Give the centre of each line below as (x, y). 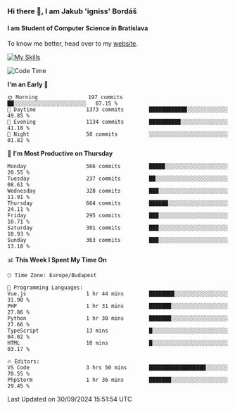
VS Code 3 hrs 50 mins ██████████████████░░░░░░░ (118, 368)
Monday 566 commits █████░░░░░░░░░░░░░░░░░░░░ (118, 167)
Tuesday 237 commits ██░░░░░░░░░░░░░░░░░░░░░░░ (118, 179)
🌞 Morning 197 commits (65, 98)
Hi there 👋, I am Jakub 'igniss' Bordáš (72, 11)
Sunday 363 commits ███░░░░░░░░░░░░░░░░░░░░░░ (118, 241)
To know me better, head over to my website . (73, 44)
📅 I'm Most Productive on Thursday (60, 153)
